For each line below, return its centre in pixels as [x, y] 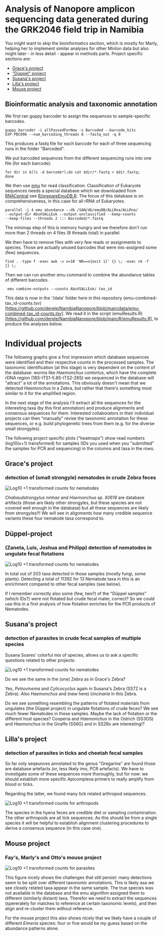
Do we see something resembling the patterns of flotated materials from [77, 703]
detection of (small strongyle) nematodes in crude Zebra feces [81, 478]
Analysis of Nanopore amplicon [70, 9]
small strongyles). [23, 429]
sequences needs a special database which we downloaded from [71, 191]
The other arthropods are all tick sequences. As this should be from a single [81, 818]
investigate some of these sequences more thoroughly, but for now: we [77, 774]
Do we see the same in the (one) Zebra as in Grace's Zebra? [65, 679]
